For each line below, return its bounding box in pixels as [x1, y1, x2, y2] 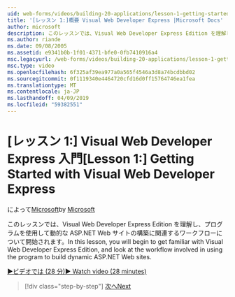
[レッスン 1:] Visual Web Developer [7, 133, 213, 150]
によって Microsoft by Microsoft [7, 205, 96, 213]
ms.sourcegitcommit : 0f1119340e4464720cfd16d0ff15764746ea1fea [7, 75, 196, 82]
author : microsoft [7, 23, 61, 30]
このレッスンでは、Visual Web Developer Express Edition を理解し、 [7, 219, 205, 228]
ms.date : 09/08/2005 [7, 43, 68, 50]
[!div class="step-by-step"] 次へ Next [24, 282, 131, 290]
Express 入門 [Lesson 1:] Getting [7, 151, 194, 167]
